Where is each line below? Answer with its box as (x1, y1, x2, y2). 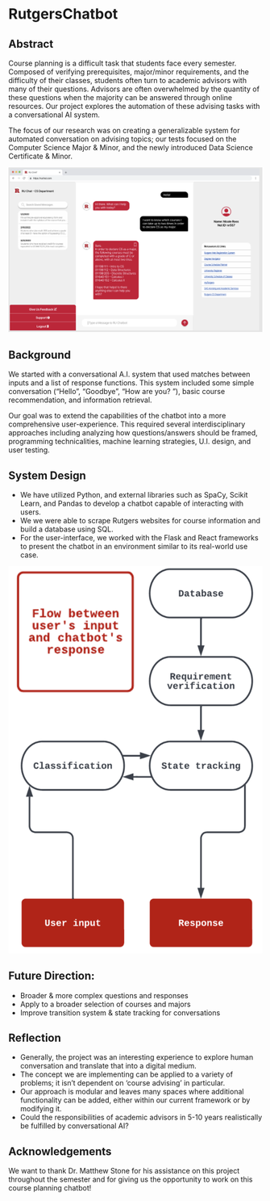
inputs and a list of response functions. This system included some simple (8, 378, 255, 388)
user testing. (8, 445, 50, 455)
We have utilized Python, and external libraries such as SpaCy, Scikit (19, 489, 248, 499)
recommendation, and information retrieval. (8, 395, 152, 405)
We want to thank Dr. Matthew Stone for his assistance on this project (8, 1166, 240, 1176)
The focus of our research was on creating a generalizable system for (8, 126, 240, 135)
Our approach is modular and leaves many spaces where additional (19, 1087, 244, 1097)
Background (8, 348, 71, 362)
